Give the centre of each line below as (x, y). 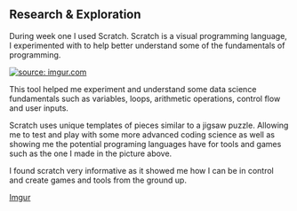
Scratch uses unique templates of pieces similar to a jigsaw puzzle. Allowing (149, 125)
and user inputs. (39, 108)
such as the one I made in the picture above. (91, 153)
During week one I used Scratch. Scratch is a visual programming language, (148, 35)
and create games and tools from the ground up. (98, 180)
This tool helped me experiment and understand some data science (133, 89)
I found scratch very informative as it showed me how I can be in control (141, 170)
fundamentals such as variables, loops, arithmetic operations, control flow (145, 98)
